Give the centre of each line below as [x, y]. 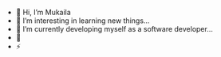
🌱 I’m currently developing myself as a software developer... [114, 29]
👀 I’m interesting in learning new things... [83, 21]
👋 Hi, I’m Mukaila [43, 12]
